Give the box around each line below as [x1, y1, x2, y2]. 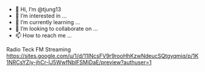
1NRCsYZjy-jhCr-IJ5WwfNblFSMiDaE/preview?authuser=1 [6, 59, 152, 66]
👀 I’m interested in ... [15, 12, 67, 19]
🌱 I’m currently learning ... [15, 19, 81, 25]
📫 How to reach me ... [15, 32, 72, 39]
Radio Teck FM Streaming [6, 46, 71, 53]
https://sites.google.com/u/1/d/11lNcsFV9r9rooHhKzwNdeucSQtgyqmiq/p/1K [6, 52, 199, 59]
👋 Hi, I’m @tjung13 [15, 6, 62, 13]
